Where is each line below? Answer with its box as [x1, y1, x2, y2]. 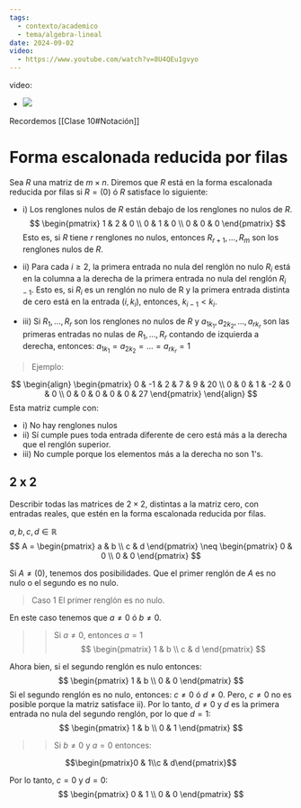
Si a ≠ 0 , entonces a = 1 [53, 629, 144, 640]
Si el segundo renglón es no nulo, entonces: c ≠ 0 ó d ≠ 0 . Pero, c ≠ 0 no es [9, 689, 292, 700]
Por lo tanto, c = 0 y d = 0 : [9, 775, 109, 786]
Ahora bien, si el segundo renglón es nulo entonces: [9, 660, 202, 671]
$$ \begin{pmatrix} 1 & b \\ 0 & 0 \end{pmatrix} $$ [58, 675, 244, 686]
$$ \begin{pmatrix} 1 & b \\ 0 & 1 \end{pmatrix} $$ [58, 722, 243, 733]
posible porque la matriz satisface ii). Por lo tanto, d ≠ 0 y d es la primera [9, 698, 280, 709]
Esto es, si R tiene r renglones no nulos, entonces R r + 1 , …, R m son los [22, 231, 279, 245]
